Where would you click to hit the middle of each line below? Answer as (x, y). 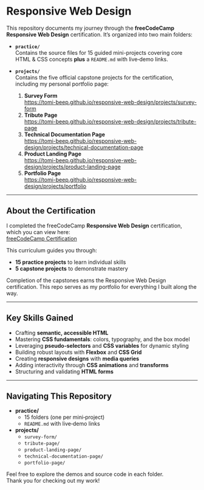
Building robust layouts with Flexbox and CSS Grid (78, 352)
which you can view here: (38, 232)
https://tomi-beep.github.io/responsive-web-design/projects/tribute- (110, 121)
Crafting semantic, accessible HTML (62, 333)
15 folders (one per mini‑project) (64, 417)
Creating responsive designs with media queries (77, 358)
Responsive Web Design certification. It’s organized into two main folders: (100, 34)
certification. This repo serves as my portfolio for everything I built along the (102, 286)
